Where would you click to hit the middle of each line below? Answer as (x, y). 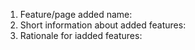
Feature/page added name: (76, 14)
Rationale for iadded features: (81, 35)
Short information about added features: (103, 25)
